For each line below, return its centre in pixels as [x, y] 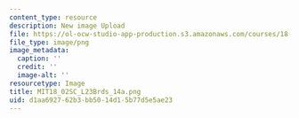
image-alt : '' [43, 75]
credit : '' [37, 67]
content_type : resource [53, 17]
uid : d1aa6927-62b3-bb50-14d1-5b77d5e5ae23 [91, 100]
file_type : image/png [49, 42]
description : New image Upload [67, 26]
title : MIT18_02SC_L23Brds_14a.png [75, 91]
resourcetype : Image [48, 83]
